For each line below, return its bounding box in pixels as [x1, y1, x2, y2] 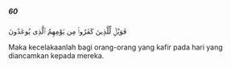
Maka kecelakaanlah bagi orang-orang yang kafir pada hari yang [8, 42, 223, 52]
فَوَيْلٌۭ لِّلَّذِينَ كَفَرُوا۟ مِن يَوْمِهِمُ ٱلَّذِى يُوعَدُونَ [8, 26, 127, 36]
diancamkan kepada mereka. [8, 50, 105, 60]
